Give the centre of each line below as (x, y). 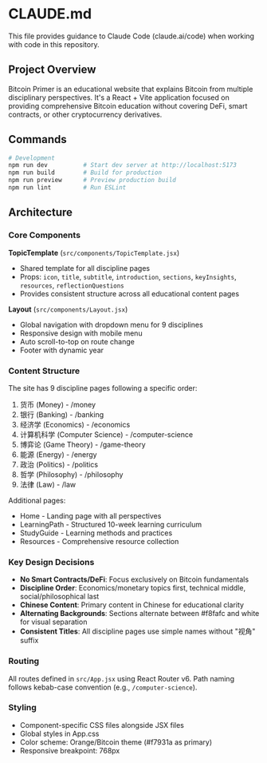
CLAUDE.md (50, 14)
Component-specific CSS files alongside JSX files (102, 725)
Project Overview (52, 70)
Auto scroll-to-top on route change (77, 341)
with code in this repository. (54, 44)
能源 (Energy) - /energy (58, 454)
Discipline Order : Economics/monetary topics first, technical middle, (132, 588)
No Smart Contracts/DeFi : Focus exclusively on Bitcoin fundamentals (134, 579)
